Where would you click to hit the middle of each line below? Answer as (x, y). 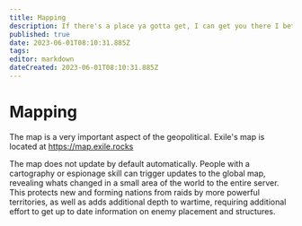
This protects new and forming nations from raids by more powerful (135, 192)
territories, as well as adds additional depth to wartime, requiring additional (148, 202)
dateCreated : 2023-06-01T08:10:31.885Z (84, 68)
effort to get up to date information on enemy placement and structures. (142, 211)
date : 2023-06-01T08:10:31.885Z (70, 43)
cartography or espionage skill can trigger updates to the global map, (138, 173)
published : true (40, 34)
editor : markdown (42, 59)
